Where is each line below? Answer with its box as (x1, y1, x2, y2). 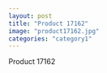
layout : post (8, 11, 53, 20)
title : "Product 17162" (8, 19, 89, 28)
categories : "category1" (8, 34, 92, 43)
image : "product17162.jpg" (8, 27, 100, 35)
